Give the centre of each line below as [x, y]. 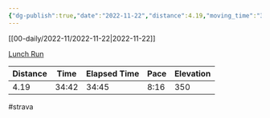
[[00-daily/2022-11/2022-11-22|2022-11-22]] [82, 38]
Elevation [192, 73]
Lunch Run [26, 53]
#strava [21, 106]
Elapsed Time [112, 73]
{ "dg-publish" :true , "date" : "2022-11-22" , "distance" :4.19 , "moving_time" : [133, 16]
